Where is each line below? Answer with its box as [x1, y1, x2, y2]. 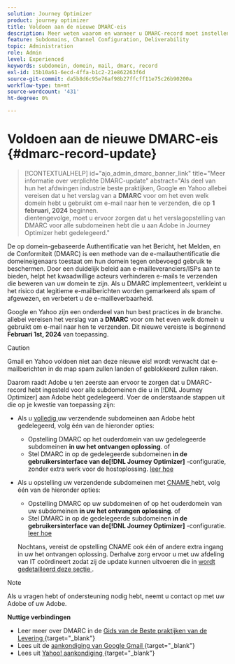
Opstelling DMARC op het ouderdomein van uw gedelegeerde [27, 435, 206, 443]
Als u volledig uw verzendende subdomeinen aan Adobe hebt [17, 414, 195, 422]
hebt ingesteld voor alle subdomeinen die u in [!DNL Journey [27, 386, 203, 394]
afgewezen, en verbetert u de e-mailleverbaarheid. [7, 294, 154, 302]
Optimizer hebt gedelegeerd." [24, 228, 111, 236]
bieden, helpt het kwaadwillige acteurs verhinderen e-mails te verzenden [7, 271, 218, 280]
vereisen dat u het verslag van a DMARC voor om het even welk [24, 191, 209, 199]
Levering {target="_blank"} [17, 634, 96, 642]
